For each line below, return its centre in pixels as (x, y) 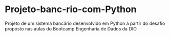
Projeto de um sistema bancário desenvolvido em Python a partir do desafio (85, 23)
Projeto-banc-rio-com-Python (71, 9)
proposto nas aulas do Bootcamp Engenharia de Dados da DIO (71, 28)
